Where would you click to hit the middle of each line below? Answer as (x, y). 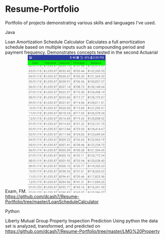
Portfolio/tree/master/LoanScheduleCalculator (52, 202)
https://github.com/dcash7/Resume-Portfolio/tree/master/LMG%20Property (82, 231)
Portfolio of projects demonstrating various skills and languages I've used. (81, 23)
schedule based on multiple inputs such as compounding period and (75, 47)
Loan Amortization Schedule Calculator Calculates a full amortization (75, 42)
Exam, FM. (16, 191)
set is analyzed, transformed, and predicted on (53, 226)
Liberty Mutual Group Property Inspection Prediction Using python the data (82, 221)
